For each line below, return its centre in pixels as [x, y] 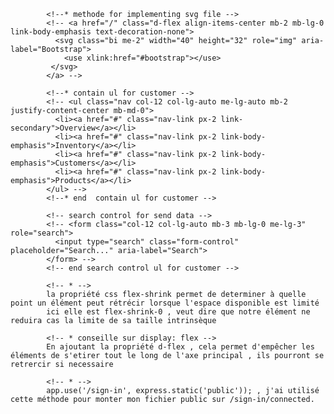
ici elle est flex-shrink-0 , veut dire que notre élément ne [178, 312]
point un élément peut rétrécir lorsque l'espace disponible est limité [165, 303]
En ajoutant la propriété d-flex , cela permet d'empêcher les [180, 347]
